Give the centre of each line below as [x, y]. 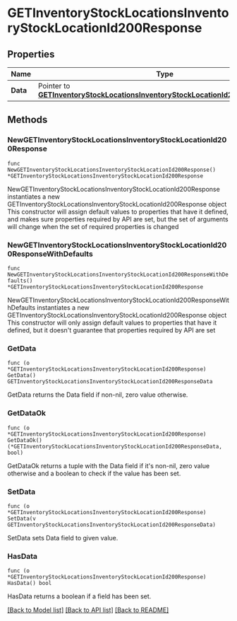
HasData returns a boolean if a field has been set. [79, 596]
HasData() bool [30, 584]
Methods [28, 120]
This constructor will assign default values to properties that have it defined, [118, 211]
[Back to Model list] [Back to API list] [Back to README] [88, 610]
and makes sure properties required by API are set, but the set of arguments [118, 219]
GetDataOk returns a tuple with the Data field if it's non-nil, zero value [109, 465]
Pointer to [54, 86]
